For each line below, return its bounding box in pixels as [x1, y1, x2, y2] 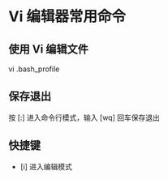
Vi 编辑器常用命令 [8, 7, 127, 26]
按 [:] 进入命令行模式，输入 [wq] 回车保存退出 [8, 113, 160, 122]
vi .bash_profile [8, 64, 60, 74]
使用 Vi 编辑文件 [8, 42, 89, 56]
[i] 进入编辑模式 [19, 161, 73, 171]
